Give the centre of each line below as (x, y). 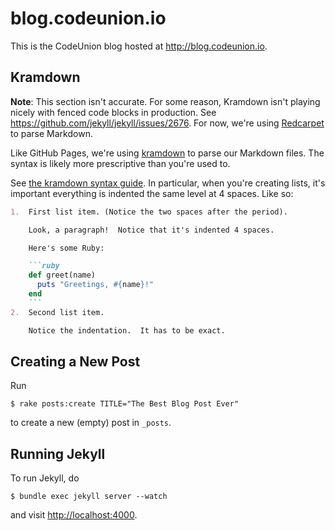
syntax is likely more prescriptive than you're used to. (120, 163)
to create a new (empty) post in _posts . (91, 423)
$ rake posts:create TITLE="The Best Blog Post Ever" (125, 404)
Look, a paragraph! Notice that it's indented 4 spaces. (151, 230)
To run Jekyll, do (45, 478)
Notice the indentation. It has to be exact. (127, 330)
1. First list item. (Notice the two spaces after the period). (149, 212)
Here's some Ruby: (66, 248)
